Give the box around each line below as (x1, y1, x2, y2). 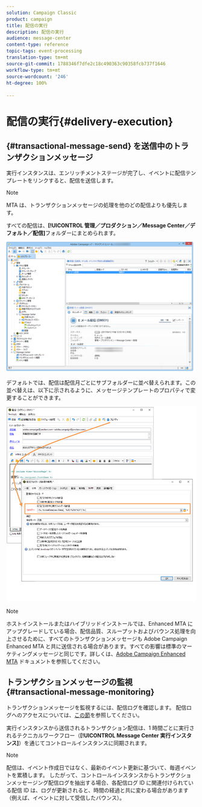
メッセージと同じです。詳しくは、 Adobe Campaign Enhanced (32, 650, 186, 657)
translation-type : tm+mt (6, 54, 69, 60)
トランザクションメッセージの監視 (6, 677, 133, 687)
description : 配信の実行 (6, 29, 65, 35)
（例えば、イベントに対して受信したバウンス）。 (6, 794, 125, 801)
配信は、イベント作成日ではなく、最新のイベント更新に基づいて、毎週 (6, 763, 180, 771)
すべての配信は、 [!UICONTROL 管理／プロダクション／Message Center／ (6, 222, 191, 229)
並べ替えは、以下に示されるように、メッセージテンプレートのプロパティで (6, 386, 191, 394)
